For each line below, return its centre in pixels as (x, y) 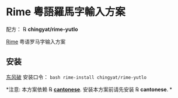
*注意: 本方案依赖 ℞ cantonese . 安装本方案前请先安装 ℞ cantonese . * (89, 89)
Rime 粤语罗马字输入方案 (36, 41)
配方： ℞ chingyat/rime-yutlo (42, 29)
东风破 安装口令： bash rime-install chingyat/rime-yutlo (76, 77)
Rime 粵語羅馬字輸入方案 (66, 12)
